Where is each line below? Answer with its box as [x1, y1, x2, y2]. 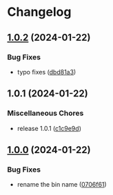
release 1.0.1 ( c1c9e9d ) [17, 124, 81, 132]
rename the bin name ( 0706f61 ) [17, 181, 107, 189]
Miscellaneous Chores [7, 108, 84, 118]
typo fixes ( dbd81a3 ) [17, 68, 76, 76]
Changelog [7, 4, 72, 20]
